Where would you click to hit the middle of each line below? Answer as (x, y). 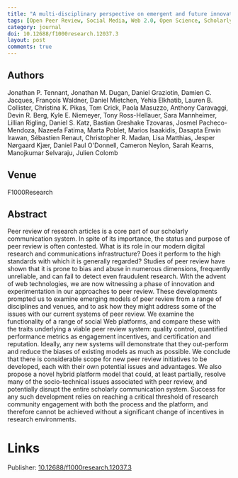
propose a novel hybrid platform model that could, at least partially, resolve (117, 374)
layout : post (27, 40)
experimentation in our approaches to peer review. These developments (112, 292)
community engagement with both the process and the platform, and (108, 404)
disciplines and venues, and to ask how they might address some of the (112, 307)
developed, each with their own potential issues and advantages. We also (114, 367)
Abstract (27, 214)
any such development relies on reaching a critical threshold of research (113, 397)
